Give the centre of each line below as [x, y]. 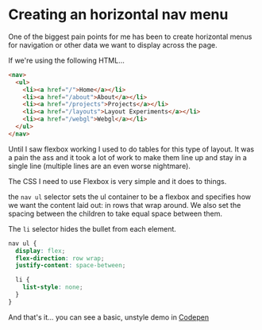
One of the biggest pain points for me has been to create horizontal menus [130, 36]
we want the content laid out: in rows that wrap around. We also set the [125, 205]
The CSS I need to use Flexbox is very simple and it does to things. [118, 181]
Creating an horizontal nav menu [118, 15]
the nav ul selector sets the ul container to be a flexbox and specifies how [130, 197]
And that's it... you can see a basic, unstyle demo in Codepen [108, 317]
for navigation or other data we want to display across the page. [113, 44]
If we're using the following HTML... [67, 60]
